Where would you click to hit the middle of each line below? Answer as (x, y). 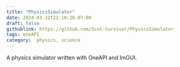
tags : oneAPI (23, 35)
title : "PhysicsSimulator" (41, 12)
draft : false (23, 23)
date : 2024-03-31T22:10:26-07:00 (49, 18)
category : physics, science (43, 40)
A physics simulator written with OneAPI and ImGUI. (72, 58)
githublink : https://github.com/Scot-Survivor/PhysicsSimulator (90, 29)
